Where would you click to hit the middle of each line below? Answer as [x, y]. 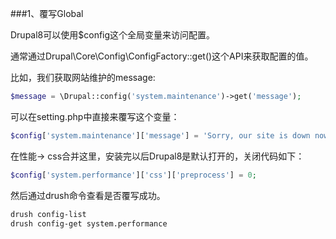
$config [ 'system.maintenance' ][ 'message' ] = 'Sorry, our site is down [160, 135]
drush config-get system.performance [89, 223]
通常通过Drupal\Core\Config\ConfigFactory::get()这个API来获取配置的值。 [162, 56]
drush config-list [48, 214]
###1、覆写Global [47, 13]
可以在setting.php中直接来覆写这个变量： [95, 116]
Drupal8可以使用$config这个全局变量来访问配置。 [113, 35]
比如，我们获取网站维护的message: [83, 77]
